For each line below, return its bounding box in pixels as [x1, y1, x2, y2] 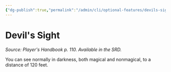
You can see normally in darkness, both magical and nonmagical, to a [5, 56, 151, 62]
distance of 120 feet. [5, 62, 48, 68]
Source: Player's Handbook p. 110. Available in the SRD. [5, 46, 122, 53]
